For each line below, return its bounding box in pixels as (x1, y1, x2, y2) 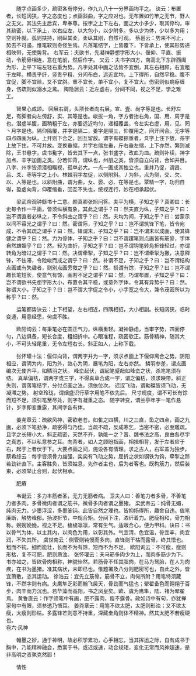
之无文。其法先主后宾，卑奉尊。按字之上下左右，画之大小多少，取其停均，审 (6, 20, 190, 26)
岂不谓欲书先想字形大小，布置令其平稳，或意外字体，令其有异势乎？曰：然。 (6, 279, 190, 286)
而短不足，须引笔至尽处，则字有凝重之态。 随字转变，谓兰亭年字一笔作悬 (6, 397, 181, 403)
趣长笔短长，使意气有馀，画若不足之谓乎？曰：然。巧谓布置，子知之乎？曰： (6, 272, 190, 278)
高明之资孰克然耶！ (10, 651, 57, 658)
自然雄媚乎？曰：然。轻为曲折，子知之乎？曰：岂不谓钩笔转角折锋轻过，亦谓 (6, 242, 190, 249)
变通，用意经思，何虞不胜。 (6, 313, 73, 320)
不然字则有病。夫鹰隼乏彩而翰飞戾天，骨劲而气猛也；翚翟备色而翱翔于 (16, 580, 185, 587)
